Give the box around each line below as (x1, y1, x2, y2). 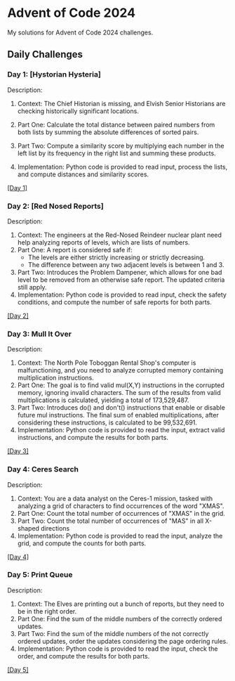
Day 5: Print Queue (7, 570, 73, 580)
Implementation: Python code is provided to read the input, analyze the (17, 531, 223, 540)
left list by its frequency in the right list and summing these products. (17, 149, 216, 157)
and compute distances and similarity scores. (17, 170, 149, 179)
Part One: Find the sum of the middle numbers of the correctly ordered (17, 614, 222, 623)
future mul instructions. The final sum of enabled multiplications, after (17, 411, 219, 420)
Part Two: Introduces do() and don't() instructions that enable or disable (17, 403, 226, 412)
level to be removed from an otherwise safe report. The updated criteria (17, 275, 225, 284)
